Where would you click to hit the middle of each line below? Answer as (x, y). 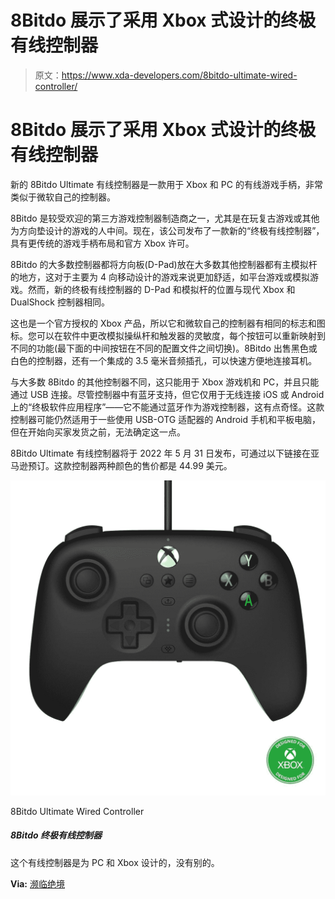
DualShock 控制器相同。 (60, 302)
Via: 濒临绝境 (37, 883)
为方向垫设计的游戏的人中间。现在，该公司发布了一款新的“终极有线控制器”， (167, 230)
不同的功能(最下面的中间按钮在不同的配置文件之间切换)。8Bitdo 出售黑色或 (164, 348)
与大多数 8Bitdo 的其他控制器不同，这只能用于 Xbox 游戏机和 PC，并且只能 (165, 382)
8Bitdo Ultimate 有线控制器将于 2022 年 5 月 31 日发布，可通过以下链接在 (160, 453)
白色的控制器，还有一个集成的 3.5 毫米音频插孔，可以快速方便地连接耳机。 (164, 360)
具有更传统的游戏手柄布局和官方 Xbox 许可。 (102, 243)
